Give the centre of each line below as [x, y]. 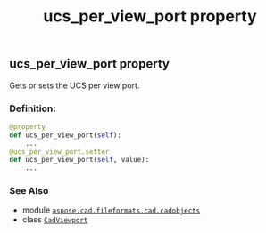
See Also [29, 191]
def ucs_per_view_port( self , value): [79, 160]
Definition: [33, 108]
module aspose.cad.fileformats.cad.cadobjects [111, 210]
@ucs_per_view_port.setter [59, 152]
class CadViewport [55, 220]
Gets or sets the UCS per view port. [75, 85]
